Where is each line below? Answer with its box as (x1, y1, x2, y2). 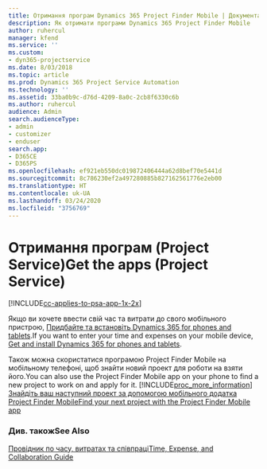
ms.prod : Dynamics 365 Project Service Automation (8, 78, 180, 86)
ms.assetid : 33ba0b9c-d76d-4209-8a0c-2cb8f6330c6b (8, 93, 180, 101)
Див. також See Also (8, 425, 90, 436)
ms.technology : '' (8, 85, 69, 94)
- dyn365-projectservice (8, 57, 91, 64)
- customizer (8, 130, 52, 138)
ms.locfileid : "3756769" (8, 204, 91, 212)
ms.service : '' (8, 41, 59, 49)
